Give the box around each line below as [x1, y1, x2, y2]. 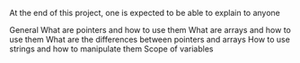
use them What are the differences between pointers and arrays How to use [9, 35, 290, 44]
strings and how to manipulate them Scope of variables [9, 43, 214, 54]
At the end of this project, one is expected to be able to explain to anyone [9, 8, 281, 18]
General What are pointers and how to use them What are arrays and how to [9, 25, 292, 35]
